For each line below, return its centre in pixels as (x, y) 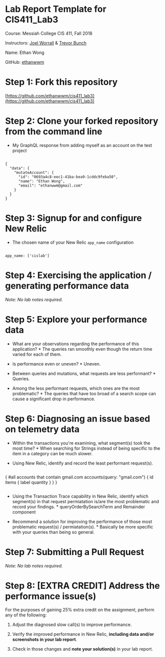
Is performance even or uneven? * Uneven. (56, 364)
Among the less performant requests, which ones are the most (76, 388)
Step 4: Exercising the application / (79, 275)
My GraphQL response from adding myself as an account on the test (82, 145)
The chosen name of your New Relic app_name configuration (73, 242)
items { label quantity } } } (31, 482)
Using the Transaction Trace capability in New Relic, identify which (80, 496)
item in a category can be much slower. (52, 453)
